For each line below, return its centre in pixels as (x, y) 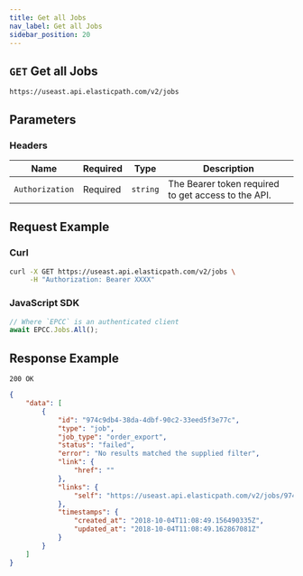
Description (228, 168)
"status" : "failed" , (96, 445)
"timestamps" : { (88, 512)
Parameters (43, 120)
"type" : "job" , (86, 428)
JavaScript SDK (44, 303)
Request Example (60, 227)
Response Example (64, 358)
